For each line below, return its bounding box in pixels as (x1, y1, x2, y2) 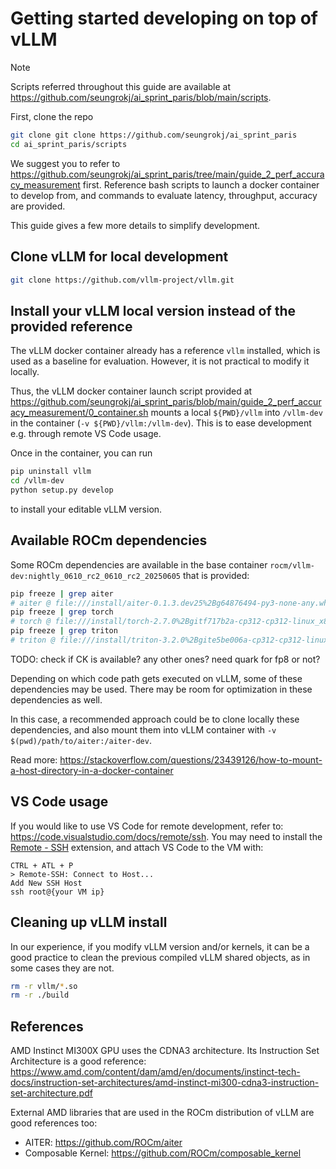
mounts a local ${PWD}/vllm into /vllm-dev (150, 407, 323, 419)
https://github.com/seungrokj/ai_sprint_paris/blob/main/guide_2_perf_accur (10, 396, 322, 408)
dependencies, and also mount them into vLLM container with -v (10, 723, 277, 736)
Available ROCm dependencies (10, 532, 208, 549)
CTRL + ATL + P (10, 860, 74, 871)
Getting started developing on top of (10, 7, 318, 30)
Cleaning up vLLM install (10, 914, 168, 931)
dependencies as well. (10, 693, 103, 706)
